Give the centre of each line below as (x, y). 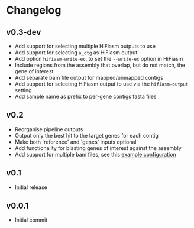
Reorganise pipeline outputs (49, 129)
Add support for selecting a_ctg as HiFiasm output (76, 53)
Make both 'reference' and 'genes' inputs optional (75, 142)
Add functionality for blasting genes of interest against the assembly (98, 148)
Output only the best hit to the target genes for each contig (86, 135)
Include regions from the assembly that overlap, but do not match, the (100, 65)
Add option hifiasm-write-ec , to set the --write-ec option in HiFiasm (99, 59)
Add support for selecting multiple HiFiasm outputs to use (85, 46)
